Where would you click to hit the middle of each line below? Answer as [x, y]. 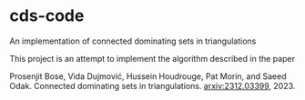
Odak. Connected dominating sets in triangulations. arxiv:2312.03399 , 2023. [152, 85]
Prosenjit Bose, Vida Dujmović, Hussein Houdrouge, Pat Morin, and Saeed [148, 76]
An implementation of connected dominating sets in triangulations [133, 41]
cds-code [47, 16]
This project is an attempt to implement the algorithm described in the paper [152, 58]
